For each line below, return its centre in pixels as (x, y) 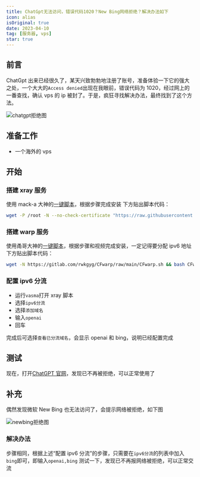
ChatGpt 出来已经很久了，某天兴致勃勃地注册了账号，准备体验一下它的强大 (98, 80)
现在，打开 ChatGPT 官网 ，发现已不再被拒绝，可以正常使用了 (81, 374)
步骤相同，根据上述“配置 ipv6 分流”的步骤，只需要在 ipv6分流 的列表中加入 (95, 453)
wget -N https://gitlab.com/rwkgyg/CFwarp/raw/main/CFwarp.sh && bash (96, 265)
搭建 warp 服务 (27, 232)
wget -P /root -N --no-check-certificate (58, 216)
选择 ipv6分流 (30, 302)
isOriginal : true (28, 23)
